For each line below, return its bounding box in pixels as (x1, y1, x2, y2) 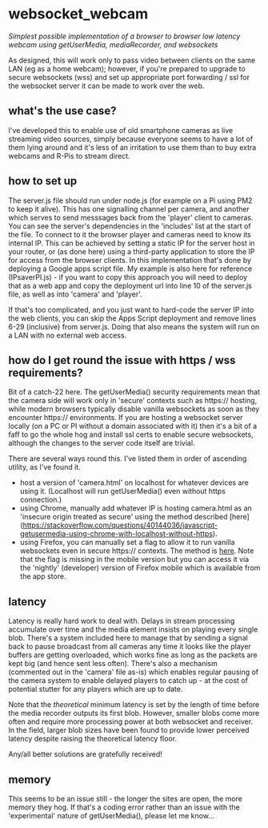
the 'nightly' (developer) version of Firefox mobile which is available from (19, 563, 261, 573)
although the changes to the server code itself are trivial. (8, 438, 195, 448)
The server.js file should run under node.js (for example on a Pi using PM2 (8, 196, 253, 205)
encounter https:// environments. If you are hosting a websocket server (8, 413, 243, 422)
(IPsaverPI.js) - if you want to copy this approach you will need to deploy (8, 272, 248, 281)
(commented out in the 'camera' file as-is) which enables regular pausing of (8, 667, 259, 677)
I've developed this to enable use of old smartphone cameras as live (8, 125, 234, 135)
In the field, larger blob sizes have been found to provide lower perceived (8, 725, 250, 735)
